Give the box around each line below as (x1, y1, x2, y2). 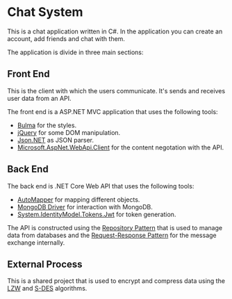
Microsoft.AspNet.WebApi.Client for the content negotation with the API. (17, 143, 224, 152)
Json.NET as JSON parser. (17, 136, 94, 144)
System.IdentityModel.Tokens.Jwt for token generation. (17, 210, 176, 218)
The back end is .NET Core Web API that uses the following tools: (7, 181, 194, 190)
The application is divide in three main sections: (7, 48, 144, 56)
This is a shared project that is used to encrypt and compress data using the (7, 277, 226, 285)
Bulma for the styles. (17, 121, 77, 129)
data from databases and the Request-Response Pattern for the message (7, 231, 217, 239)
